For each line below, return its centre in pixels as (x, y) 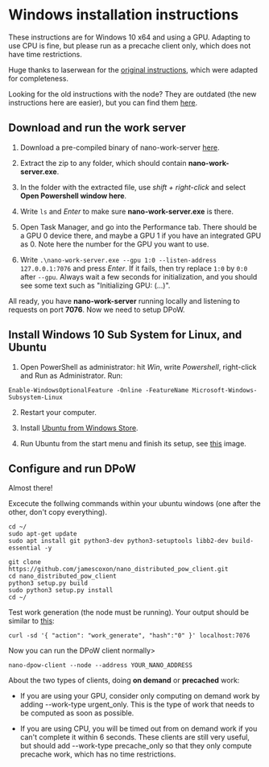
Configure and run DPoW (72, 468)
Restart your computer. (58, 412)
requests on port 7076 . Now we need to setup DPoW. (97, 309)
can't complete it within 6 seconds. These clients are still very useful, (134, 737)
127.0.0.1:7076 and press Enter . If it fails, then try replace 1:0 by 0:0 (134, 268)
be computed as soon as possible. (77, 713)
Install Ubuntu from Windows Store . (79, 428)
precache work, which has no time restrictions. (98, 754)
